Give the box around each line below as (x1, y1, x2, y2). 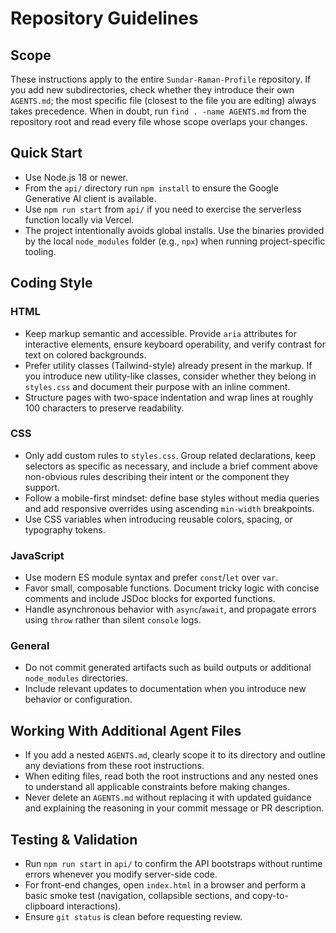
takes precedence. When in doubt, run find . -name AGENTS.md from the (10, 105, 307, 117)
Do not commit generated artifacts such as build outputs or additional (24, 662, 312, 674)
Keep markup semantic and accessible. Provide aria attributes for (24, 327, 298, 339)
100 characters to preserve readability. (24, 402, 185, 414)
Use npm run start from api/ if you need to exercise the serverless (24, 203, 302, 215)
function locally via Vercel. (24, 213, 135, 226)
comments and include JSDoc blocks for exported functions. (24, 593, 276, 605)
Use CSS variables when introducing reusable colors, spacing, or (24, 513, 293, 525)
